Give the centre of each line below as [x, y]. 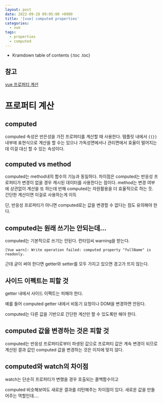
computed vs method [38, 164]
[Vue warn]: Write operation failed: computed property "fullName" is [78, 250]
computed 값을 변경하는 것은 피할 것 [57, 331]
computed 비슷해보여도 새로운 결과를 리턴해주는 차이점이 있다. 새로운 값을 [75, 389]
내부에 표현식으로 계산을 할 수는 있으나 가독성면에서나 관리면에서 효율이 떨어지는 [81, 142]
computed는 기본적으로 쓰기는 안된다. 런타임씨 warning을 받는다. [67, 241]
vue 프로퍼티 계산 [22, 84]
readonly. [15, 254]
